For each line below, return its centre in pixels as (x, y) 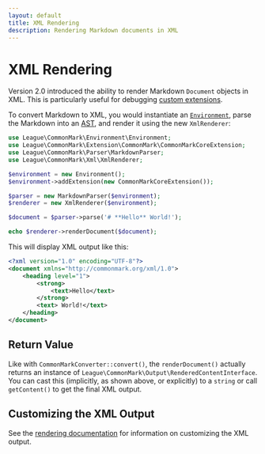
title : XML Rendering (44, 23)
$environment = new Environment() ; (67, 174)
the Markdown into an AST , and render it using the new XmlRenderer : (119, 123)
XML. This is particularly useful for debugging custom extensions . (115, 100)
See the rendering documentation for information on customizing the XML (129, 433)
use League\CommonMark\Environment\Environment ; (90, 138)
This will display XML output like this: (68, 247)
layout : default (35, 15)
